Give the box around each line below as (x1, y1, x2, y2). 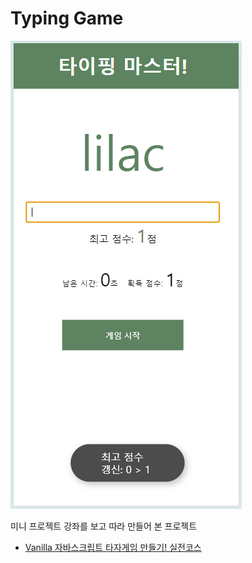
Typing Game (10, 7, 124, 30)
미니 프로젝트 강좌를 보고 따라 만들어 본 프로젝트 (10, 520, 198, 532)
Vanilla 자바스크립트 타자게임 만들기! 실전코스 (24, 541, 202, 553)
